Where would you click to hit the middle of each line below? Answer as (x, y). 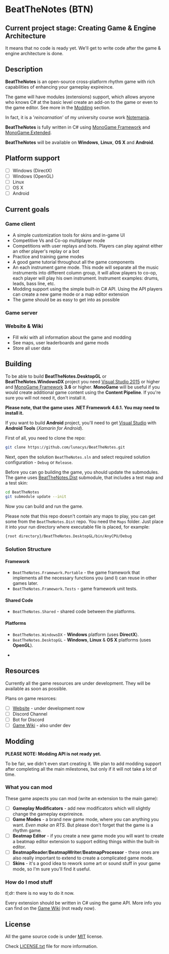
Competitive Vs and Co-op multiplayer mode (59, 240)
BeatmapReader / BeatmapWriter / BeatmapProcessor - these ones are (86, 852)
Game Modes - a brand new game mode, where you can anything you (86, 819)
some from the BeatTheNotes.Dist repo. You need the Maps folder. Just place (84, 522)
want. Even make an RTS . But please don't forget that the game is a (83, 825)
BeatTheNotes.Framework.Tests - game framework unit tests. (75, 589)
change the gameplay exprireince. (48, 814)
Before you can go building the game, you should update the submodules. (82, 472)
